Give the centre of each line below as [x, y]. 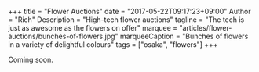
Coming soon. [31, 59]
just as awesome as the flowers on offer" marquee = [93, 28]
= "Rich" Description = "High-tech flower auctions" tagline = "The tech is [126, 20]
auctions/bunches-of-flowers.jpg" [64, 36]
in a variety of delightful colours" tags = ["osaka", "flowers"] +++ [113, 45]
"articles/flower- [206, 28]
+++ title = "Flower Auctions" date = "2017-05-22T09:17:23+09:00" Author [129, 11]
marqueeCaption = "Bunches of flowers [184, 36]
